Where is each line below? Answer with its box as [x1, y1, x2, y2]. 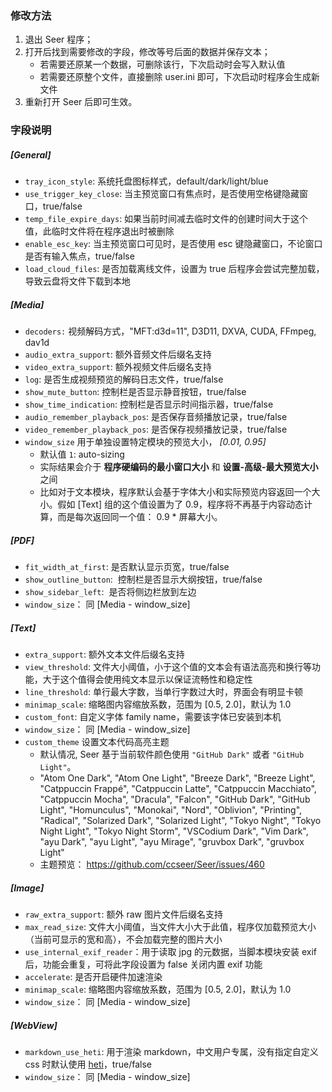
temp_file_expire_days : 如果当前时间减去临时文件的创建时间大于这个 [24, 213, 309, 225]
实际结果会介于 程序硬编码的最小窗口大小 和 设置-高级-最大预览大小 [39, 461, 319, 473]
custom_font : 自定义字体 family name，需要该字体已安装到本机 [24, 711, 282, 723]
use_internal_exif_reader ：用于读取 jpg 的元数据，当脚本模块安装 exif [24, 946, 318, 958]
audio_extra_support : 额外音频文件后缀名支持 [24, 348, 212, 361]
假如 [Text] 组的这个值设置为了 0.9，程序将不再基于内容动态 [57, 498, 305, 511]
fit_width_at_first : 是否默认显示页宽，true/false [24, 561, 230, 573]
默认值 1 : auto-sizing [39, 448, 125, 461]
